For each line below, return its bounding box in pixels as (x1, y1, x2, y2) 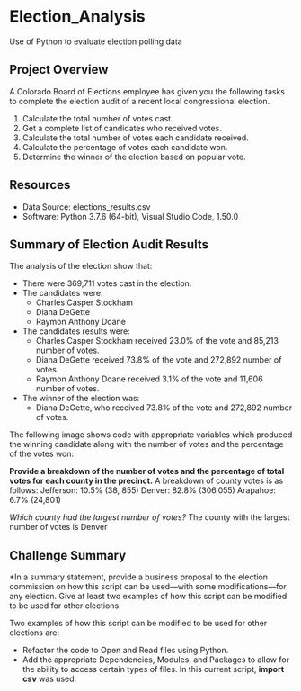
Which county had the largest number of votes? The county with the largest (9, 512, 290, 523)
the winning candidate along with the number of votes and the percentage (9, 439, 285, 450)
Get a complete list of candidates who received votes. (22, 122, 222, 133)
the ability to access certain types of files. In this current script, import (22, 664, 285, 675)
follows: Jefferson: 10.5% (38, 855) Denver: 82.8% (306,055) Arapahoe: (9, 485, 277, 496)
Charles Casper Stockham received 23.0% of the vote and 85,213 (35, 336, 279, 346)
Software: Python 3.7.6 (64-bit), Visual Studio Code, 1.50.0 (22, 211, 239, 221)
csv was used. (22, 673, 77, 685)
